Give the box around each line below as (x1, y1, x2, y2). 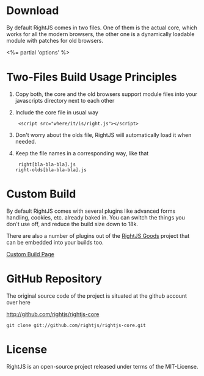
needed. (15, 138, 37, 145)
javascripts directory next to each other (15, 97, 115, 104)
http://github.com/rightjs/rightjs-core (6, 310, 100, 318)
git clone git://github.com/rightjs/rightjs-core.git (6, 322, 147, 328)
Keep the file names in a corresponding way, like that (15, 149, 149, 157)
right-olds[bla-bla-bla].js (15, 166, 87, 173)
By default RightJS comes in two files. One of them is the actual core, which (6, 24, 197, 31)
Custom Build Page (6, 250, 55, 257)
